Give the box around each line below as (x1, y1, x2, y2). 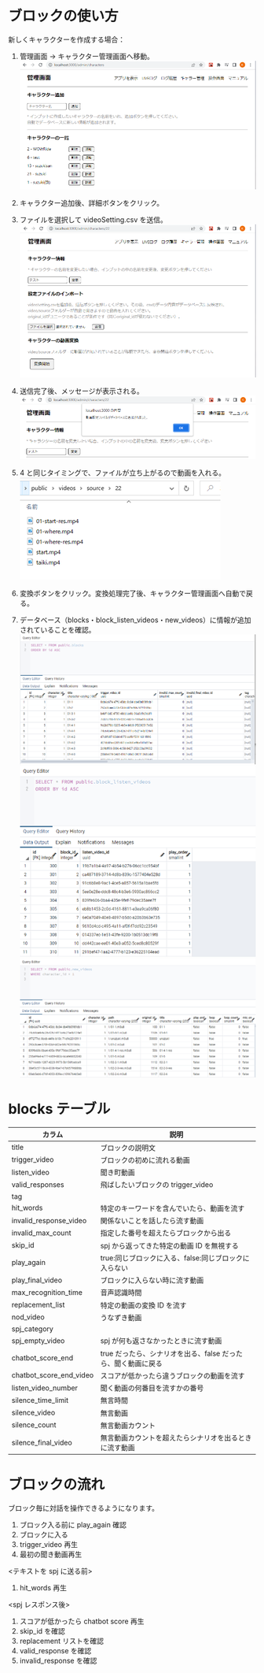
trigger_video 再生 (19, 1539, 79, 1549)
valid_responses (11, 1179, 64, 1189)
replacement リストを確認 (19, 1636, 104, 1645)
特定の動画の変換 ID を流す (100, 1300, 187, 1310)
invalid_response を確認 (19, 1656, 97, 1665)
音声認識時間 (100, 1288, 142, 1297)
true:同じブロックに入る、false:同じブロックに (100, 1253, 250, 1263)
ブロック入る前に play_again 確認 (19, 1519, 127, 1529)
